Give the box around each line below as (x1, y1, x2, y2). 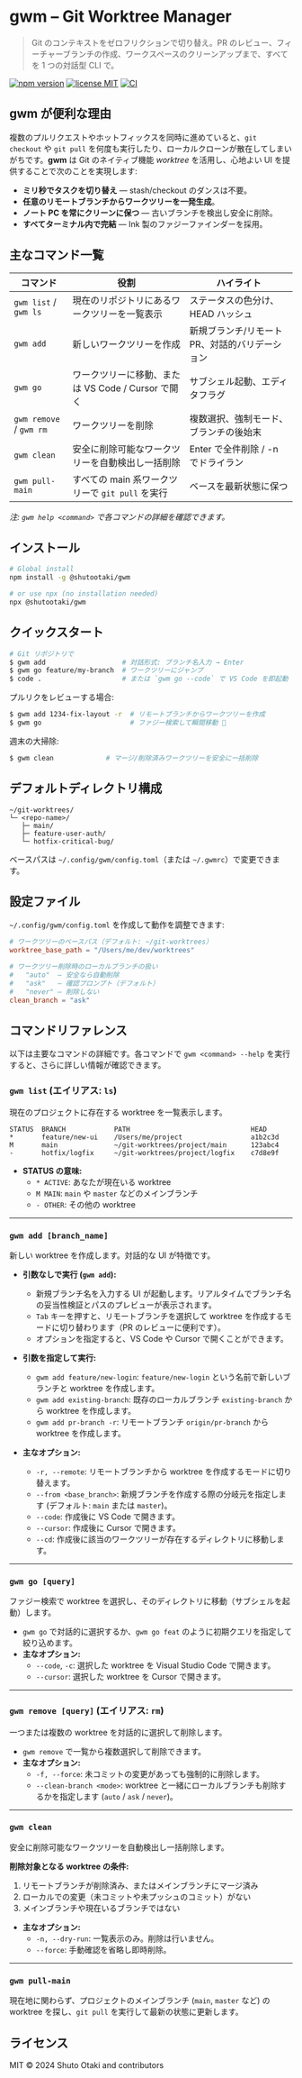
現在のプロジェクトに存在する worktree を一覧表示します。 (9, 1107, 227, 1117)
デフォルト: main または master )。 (49, 1499, 173, 1510)
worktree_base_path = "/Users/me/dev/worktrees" (9, 946, 195, 955)
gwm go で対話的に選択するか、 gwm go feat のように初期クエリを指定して (22, 1627, 292, 1637)
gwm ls (13, 306, 42, 317)
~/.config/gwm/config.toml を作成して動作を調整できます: (9, 919, 225, 930)
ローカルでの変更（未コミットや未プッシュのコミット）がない (22, 1891, 252, 1902)
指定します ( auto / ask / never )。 (59, 1791, 178, 1801)
